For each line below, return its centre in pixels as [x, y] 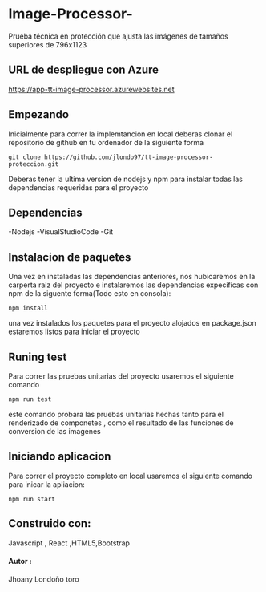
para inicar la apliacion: [47, 484]
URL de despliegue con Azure [83, 70]
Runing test [38, 357]
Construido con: [50, 523]
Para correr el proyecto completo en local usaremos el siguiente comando [130, 476]
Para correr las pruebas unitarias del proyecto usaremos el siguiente [121, 376]
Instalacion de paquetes [70, 257]
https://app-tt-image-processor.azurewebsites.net [91, 89]
